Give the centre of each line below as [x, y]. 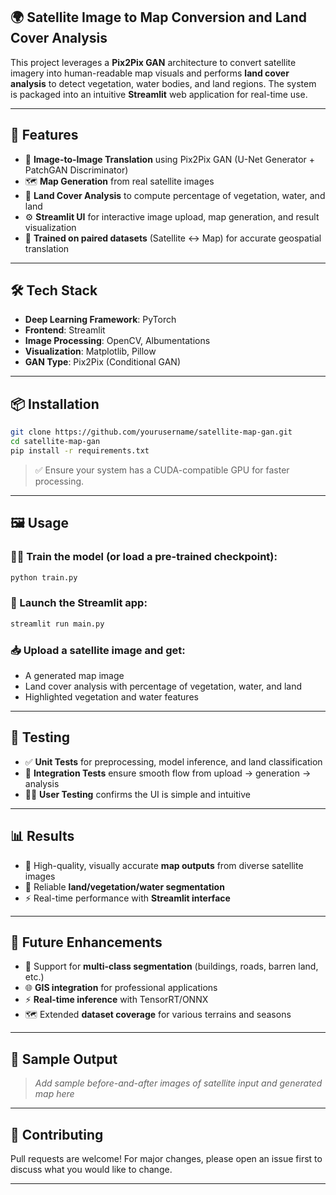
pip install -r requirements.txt [80, 451]
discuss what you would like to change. [91, 1169]
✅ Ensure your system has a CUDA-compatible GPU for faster [162, 470]
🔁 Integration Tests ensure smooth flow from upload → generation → [168, 773]
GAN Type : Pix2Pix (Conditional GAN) [103, 362]
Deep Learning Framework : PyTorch [100, 320]
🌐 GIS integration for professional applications [121, 988]
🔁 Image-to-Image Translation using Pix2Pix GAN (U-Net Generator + [170, 159]
